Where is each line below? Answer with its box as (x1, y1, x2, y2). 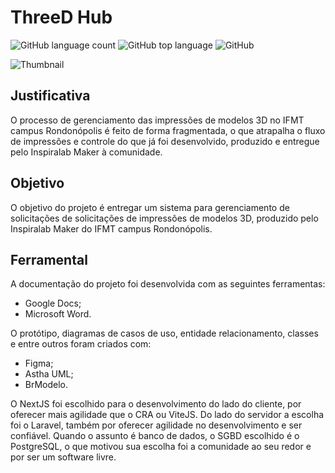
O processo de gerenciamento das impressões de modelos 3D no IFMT (10, 114, 305, 126)
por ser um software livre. (10, 451, 117, 463)
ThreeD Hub (10, 6, 113, 29)
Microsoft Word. (24, 308, 92, 320)
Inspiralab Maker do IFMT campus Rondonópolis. (10, 222, 213, 235)
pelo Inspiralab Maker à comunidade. (10, 146, 163, 158)
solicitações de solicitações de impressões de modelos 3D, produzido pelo (10, 212, 319, 224)
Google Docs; (24, 297, 82, 310)
